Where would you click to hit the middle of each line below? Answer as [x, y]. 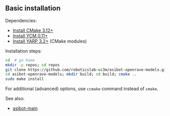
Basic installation [33, 8]
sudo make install [25, 79]
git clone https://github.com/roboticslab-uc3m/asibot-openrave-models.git [87, 70]
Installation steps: [24, 51]
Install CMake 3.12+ [33, 30]
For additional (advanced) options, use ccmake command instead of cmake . [82, 89]
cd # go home [20, 60]
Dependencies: [21, 20]
